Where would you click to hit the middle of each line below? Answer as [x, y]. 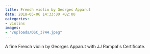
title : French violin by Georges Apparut [48, 10]
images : [13, 28]
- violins [15, 23]
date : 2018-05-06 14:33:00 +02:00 [40, 14]
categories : [17, 19]
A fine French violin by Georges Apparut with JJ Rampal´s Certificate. [75, 46]
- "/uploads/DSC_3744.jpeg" [34, 32]
